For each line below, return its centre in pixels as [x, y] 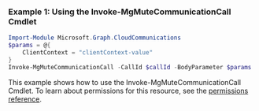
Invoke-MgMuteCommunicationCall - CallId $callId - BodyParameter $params [130, 67]
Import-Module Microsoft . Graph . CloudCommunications [94, 38]
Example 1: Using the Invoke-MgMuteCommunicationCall [120, 12]
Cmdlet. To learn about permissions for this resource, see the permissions [128, 91]
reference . [25, 99]
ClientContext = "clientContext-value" [88, 53]
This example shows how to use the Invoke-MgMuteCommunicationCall [125, 82]
